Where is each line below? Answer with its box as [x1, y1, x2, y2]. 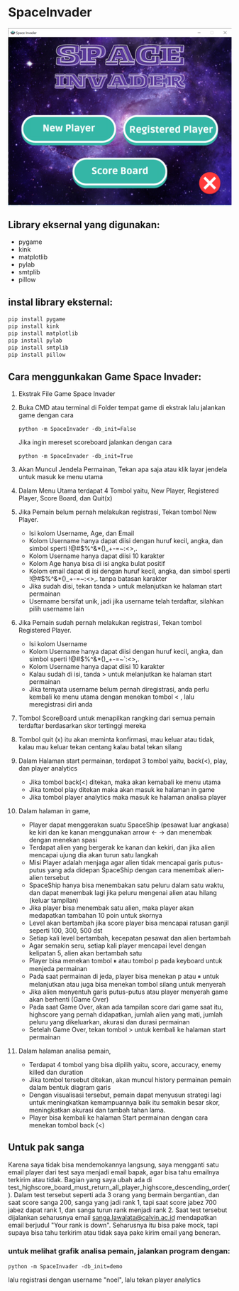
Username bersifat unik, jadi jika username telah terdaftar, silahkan [28, 597, 224, 606]
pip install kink [8, 323, 60, 331]
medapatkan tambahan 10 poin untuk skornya [28, 911, 162, 920]
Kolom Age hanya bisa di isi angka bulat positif [28, 559, 165, 568]
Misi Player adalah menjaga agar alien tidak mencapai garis [28, 858, 203, 867]
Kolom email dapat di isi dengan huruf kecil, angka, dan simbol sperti [28, 567, 230, 576]
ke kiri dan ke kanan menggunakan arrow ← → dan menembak [28, 828, 212, 837]
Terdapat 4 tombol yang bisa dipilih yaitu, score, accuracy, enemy [28, 1061, 222, 1069]
